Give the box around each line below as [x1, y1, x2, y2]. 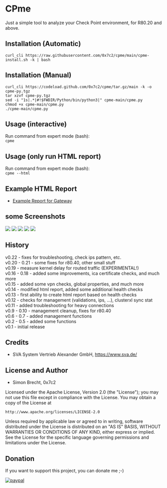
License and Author [5, 366, 68, 374]
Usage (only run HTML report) [5, 152, 102, 161]
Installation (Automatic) [5, 40, 81, 48]
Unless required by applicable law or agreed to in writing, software [5, 418, 143, 425]
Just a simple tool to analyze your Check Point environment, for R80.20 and [5, 20, 162, 26]
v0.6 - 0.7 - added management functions [5, 313, 92, 319]
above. [5, 25, 20, 31]
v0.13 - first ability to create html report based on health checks [5, 291, 137, 298]
